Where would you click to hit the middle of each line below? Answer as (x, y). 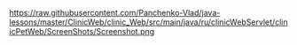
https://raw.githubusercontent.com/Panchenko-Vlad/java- (115, 13)
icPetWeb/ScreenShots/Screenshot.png (82, 31)
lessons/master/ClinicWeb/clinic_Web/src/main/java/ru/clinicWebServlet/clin (148, 22)
